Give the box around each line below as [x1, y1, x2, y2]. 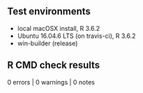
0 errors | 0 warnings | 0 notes [7, 78, 96, 86]
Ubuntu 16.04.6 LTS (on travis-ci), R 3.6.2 [17, 31, 136, 40]
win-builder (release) [17, 38, 78, 48]
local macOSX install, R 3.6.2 [17, 24, 100, 32]
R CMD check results [7, 59, 100, 71]
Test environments [7, 6, 91, 17]
